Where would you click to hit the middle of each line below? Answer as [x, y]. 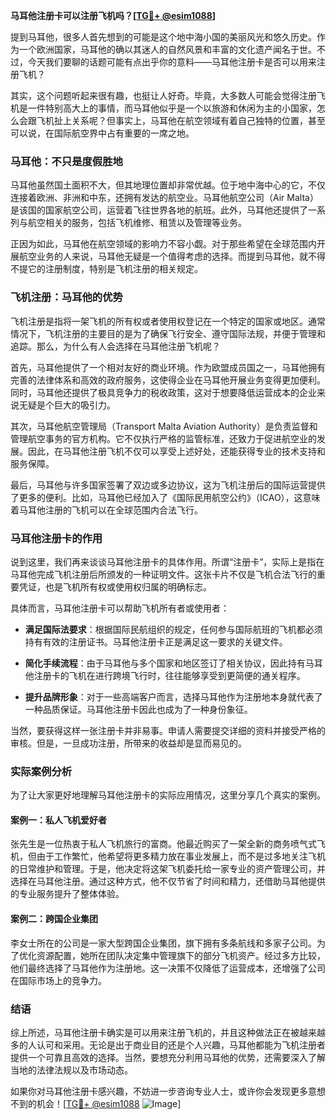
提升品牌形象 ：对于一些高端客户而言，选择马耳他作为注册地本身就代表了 [173, 696]
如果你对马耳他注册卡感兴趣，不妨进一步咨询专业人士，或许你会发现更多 [159, 1091]
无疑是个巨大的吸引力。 [67, 405]
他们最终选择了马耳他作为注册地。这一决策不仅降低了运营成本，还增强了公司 [168, 968]
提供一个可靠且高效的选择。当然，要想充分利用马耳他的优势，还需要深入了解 [168, 1057]
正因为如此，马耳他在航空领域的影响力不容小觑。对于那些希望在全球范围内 [163, 244]
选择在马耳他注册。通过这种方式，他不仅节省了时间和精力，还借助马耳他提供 [168, 881]
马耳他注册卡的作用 [56, 538]
